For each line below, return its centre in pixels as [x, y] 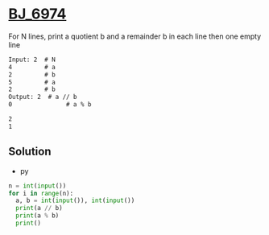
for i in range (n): [41, 193]
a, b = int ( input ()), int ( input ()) [75, 201]
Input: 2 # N [32, 60]
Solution [30, 152]
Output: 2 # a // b [43, 97]
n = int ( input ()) [37, 186]
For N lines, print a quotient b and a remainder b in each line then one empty [135, 36]
